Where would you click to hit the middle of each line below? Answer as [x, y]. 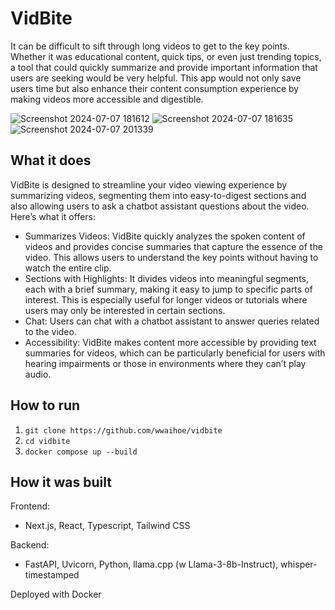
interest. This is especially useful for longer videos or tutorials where [166, 299]
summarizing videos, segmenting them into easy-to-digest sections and [158, 195]
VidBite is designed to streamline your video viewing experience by [149, 184]
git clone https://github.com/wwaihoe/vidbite [123, 430]
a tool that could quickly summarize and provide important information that [164, 67]
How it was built [61, 482]
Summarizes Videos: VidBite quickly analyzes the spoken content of [165, 236]
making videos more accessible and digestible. [107, 99]
